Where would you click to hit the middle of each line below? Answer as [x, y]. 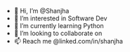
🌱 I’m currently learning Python [59, 26]
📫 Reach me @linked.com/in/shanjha [68, 41]
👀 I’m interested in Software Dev [60, 18]
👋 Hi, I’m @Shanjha [41, 11]
